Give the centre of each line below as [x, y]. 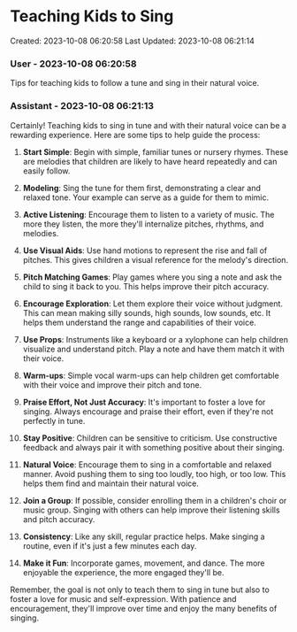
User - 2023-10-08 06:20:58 [73, 64]
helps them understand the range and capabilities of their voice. [140, 322]
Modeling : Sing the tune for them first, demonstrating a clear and [142, 188]
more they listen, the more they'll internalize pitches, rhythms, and [143, 224]
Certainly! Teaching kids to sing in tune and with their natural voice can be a [148, 125]
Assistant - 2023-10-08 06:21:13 [82, 106]
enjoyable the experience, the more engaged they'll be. [123, 572]
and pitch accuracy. [59, 519]
